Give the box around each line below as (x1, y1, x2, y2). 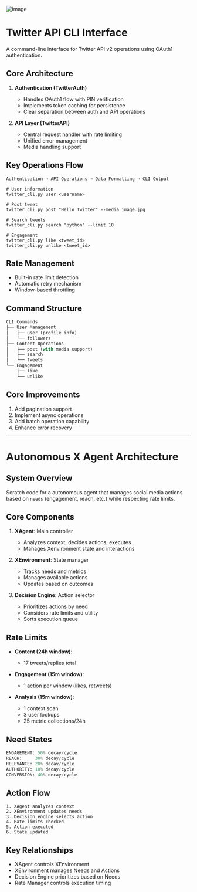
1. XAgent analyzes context (6, 803, 75, 809)
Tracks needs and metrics (23, 568, 87, 575)
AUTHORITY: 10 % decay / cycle (6, 766, 75, 772)
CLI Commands (6, 319, 38, 325)
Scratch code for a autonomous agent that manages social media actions (6, 489, 183, 496)
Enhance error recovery (14, 424, 72, 431)
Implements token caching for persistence (23, 101, 125, 108)
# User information (6, 186, 54, 192)
